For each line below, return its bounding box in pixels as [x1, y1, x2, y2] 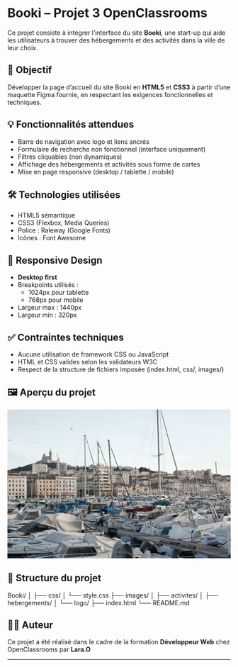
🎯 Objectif [7, 64, 52, 76]
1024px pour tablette [28, 288, 89, 297]
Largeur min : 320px [17, 310, 77, 320]
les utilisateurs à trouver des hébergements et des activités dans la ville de [7, 35, 225, 44]
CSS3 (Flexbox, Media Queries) [17, 218, 110, 228]
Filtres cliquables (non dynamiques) [17, 152, 123, 161]
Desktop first [17, 273, 58, 281]
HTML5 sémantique [17, 211, 76, 220]
